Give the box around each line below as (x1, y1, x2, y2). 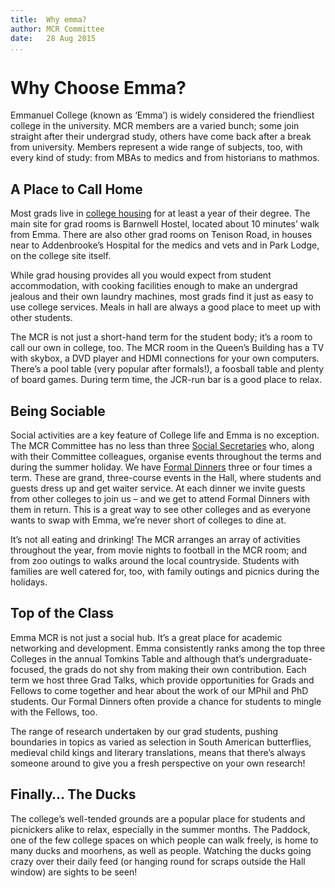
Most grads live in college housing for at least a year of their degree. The (10, 207, 311, 220)
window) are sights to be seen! (10, 866, 138, 878)
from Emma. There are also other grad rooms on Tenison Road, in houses (10, 229, 313, 241)
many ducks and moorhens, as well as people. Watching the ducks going (10, 844, 312, 856)
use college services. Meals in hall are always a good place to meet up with (10, 301, 322, 313)
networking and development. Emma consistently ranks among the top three (10, 642, 326, 654)
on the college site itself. (10, 250, 112, 262)
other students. (10, 312, 73, 324)
